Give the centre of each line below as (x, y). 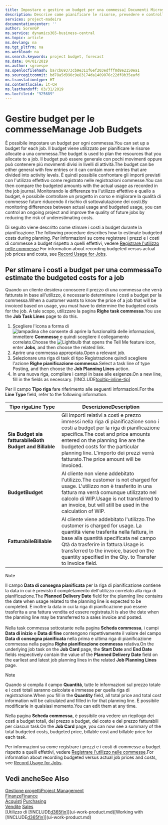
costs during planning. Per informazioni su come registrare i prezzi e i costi (82, 238)
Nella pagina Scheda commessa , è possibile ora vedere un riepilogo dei (79, 716)
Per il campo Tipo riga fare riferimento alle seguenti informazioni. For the (79, 389)
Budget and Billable (31, 447)
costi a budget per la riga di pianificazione (110, 428)
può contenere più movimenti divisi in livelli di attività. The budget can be (79, 164)
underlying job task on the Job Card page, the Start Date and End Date (79, 649)
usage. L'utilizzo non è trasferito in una (106, 486)
